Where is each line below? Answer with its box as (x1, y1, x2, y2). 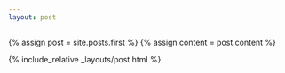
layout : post (8, 12, 57, 22)
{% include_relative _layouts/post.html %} (8, 54, 162, 64)
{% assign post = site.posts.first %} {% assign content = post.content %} (8, 37, 277, 47)
